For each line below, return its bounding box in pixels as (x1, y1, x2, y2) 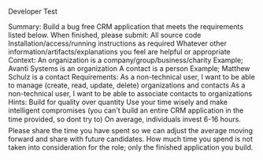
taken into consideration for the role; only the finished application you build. (8, 143, 254, 152)
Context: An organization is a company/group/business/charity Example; (8, 55, 244, 65)
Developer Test (8, 7, 57, 16)
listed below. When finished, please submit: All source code (8, 31, 202, 39)
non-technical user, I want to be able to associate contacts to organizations (8, 89, 253, 98)
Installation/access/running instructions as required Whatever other (8, 39, 227, 48)
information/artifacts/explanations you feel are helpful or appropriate (8, 47, 231, 56)
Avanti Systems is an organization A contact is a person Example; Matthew (8, 64, 250, 73)
